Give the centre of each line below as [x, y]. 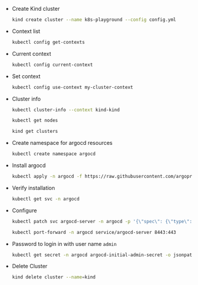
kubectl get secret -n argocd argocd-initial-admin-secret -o [91, 255]
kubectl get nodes [35, 121]
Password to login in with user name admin [64, 244]
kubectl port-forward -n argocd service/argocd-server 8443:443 [94, 232]
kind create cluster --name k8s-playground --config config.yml [94, 20]
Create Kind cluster [36, 9]
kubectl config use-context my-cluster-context [72, 87]
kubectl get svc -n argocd [46, 199]
